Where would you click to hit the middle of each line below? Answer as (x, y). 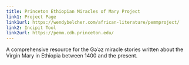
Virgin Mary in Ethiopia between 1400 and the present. (72, 56)
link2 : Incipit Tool (31, 28)
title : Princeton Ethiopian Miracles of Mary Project (73, 11)
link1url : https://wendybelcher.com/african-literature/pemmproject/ (93, 22)
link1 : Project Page (31, 17)
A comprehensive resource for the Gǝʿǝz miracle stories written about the (95, 49)
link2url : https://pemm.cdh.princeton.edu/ (60, 33)
